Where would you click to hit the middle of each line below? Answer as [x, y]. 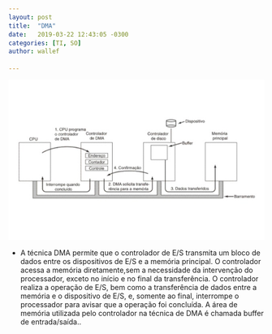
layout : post [30, 17]
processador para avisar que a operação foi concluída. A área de [129, 304]
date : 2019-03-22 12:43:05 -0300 [69, 34]
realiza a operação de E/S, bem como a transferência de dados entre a [138, 287]
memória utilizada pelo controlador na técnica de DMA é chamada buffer [142, 313]
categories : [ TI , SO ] [45, 43]
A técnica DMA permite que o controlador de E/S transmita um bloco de [140, 253]
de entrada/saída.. [51, 322]
